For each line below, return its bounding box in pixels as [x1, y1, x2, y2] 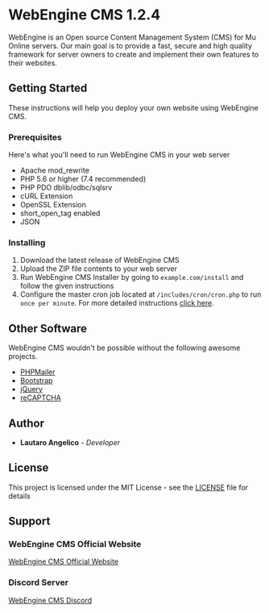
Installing [8, 236, 46, 248]
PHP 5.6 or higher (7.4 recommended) [19, 174, 147, 184]
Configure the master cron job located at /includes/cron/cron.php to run [19, 290, 262, 299]
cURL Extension [19, 191, 73, 201]
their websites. [8, 58, 58, 68]
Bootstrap [19, 376, 53, 386]
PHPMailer [19, 367, 56, 377]
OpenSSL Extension [19, 200, 86, 210]
